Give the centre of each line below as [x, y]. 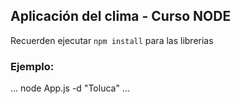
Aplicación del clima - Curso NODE [121, 16]
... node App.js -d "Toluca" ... [70, 88]
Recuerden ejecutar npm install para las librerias [112, 40]
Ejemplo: [32, 66]
